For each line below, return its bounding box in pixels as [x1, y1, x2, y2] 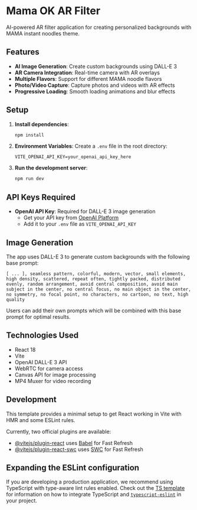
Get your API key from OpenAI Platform [23, 214, 119, 221]
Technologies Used [6, 331, 78, 341]
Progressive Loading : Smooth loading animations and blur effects [14, 87, 176, 95]
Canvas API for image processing [14, 371, 96, 378]
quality [6, 296, 25, 302]
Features [6, 47, 40, 57]
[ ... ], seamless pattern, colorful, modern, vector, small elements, [6, 270, 186, 277]
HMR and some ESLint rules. [6, 416, 75, 423]
